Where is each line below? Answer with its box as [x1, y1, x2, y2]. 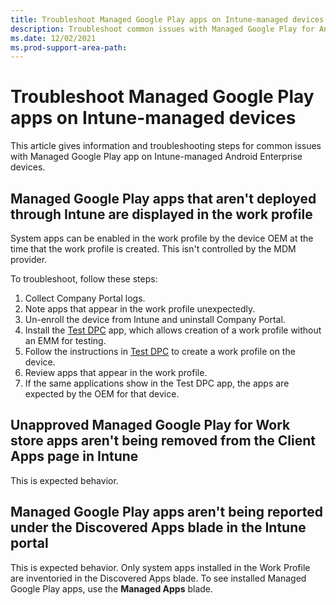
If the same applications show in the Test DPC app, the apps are [24, 377, 290, 389]
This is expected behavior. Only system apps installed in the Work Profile [10, 561, 311, 573]
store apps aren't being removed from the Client [10, 432, 317, 450]
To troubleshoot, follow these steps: [10, 273, 158, 285]
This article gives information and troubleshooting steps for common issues [10, 140, 322, 152]
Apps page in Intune [10, 448, 139, 465]
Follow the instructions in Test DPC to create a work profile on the [24, 346, 296, 357]
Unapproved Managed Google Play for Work [10, 417, 291, 434]
